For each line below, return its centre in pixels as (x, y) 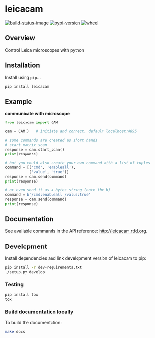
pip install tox (22, 295)
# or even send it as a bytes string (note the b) (58, 190)
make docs (15, 332)
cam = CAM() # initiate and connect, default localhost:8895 (71, 131)
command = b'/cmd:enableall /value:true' (48, 195)
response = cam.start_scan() (35, 149)
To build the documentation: (34, 323)
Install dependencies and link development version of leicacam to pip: (76, 258)
